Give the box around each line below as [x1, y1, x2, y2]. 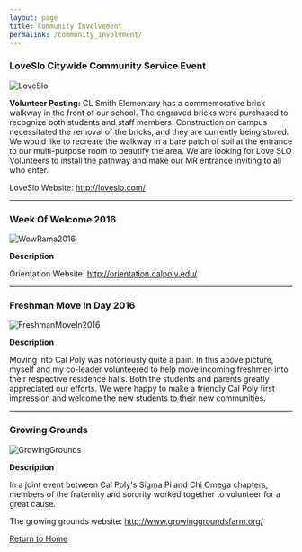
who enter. [9, 164, 49, 176]
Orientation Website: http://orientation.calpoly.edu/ [9, 267, 198, 279]
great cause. [9, 498, 57, 509]
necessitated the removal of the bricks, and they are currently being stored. [9, 126, 289, 137]
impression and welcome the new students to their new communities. [9, 393, 267, 403]
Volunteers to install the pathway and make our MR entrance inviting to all [9, 155, 282, 166]
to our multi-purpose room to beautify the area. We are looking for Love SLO [9, 145, 292, 156]
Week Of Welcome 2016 [9, 213, 117, 225]
